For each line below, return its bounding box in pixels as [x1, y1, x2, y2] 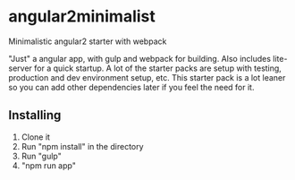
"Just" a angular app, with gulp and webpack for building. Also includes [8, 53, 272, 64]
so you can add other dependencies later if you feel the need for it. [8, 81, 255, 92]
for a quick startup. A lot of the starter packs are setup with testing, [34, 63, 282, 73]
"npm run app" [21, 159, 77, 171]
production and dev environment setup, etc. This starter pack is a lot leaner [8, 72, 286, 82]
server [8, 63, 33, 73]
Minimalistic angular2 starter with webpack [8, 36, 167, 47]
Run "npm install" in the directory [21, 141, 144, 151]
